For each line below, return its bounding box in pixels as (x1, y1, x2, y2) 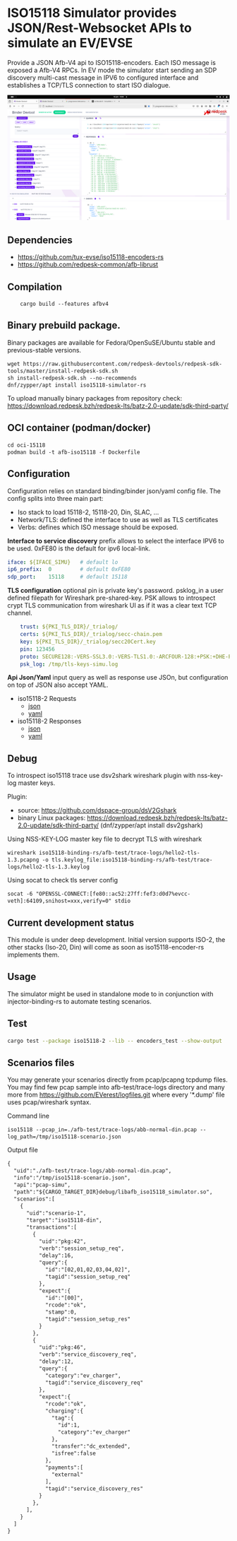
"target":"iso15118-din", (25, 1217, 102, 1224)
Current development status (7, 916, 135, 928)
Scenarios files (7, 1056, 75, 1068)
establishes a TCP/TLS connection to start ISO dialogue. (7, 81, 171, 89)
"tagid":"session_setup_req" (44, 1273, 131, 1280)
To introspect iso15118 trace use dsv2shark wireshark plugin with (7, 772, 196, 780)
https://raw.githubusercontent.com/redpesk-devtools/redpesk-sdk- (23, 360, 222, 367)
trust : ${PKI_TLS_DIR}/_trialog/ (20, 623, 119, 630)
